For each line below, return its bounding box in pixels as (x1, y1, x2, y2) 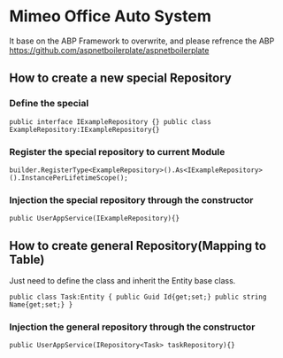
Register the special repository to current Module (9, 145, 226, 158)
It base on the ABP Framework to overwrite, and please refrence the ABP (9, 35, 275, 46)
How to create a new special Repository (9, 71, 232, 86)
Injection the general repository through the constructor (9, 321, 256, 333)
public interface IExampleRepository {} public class (9, 117, 212, 126)
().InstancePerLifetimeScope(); (9, 173, 128, 183)
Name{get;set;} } (9, 300, 73, 309)
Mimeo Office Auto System (9, 6, 212, 27)
